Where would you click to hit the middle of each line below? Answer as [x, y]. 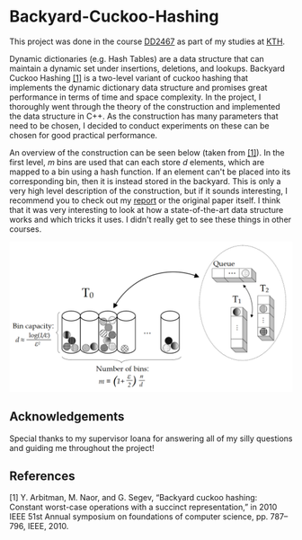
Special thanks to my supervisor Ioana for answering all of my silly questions [151, 438]
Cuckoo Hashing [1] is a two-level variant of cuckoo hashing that [129, 77]
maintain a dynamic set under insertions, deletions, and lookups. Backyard [147, 68]
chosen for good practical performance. [84, 135]
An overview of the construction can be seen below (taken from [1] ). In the [147, 152]
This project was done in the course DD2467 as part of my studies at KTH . [147, 41]
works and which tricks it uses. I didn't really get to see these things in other [151, 219]
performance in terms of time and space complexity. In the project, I [135, 97]
